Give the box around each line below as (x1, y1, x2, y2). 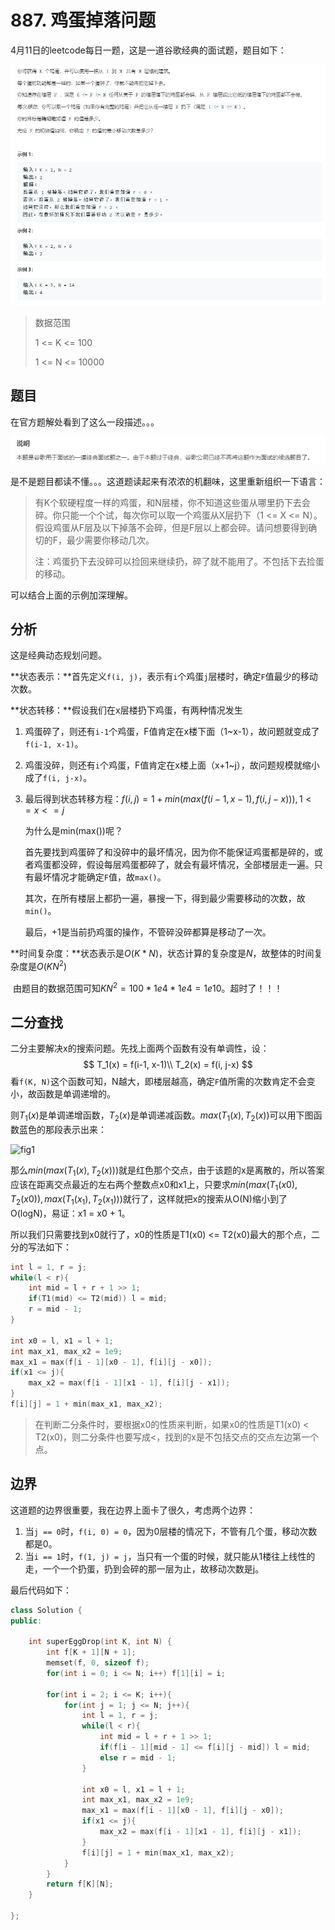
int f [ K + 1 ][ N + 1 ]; (46, 1647, 137, 1658)
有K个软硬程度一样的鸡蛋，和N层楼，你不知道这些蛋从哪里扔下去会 (34, 496, 311, 508)
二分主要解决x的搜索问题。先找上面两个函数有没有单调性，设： (10, 1042, 270, 1055)
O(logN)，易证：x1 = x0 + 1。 (10, 1207, 131, 1219)
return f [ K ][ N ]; (46, 1879, 114, 1890)
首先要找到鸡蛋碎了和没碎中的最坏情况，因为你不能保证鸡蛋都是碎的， (24, 846, 315, 858)
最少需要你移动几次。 (66, 534, 155, 546)
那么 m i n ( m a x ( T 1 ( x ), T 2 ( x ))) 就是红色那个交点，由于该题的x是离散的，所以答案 (10, 1164, 325, 1179)
